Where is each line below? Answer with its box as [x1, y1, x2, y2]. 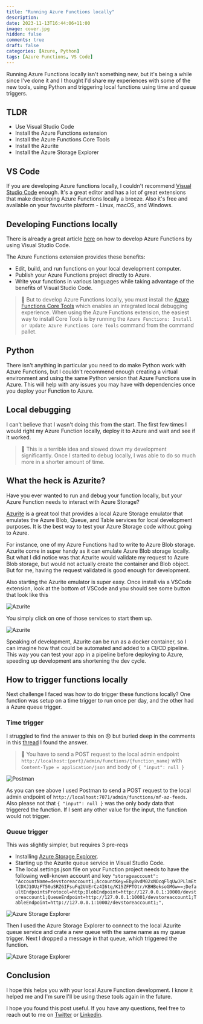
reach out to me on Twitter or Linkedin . [6, 1011, 103, 1018]
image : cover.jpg [6, 25, 50, 32]
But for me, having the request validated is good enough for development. [6, 566, 190, 574]
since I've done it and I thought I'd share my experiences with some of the [6, 77, 191, 84]
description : [6, 14, 39, 21]
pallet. [21, 328, 37, 335]
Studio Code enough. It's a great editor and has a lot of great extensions [6, 188, 186, 196]
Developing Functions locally [6, 219, 118, 230]
